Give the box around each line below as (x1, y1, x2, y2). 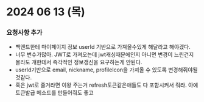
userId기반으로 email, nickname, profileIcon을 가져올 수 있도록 (15, 66, 167, 73)
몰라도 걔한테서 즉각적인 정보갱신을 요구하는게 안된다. (15, 59, 142, 66)
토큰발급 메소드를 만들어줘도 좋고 (15, 89, 94, 97)
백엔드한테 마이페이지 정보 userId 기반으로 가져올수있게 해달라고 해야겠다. (15, 43, 191, 51)
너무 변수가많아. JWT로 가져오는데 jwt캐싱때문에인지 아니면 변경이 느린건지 (15, 51, 194, 58)
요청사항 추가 (6, 28, 43, 37)
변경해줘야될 (168, 66, 198, 73)
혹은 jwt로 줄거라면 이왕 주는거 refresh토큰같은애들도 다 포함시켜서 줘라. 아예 (15, 81, 199, 89)
